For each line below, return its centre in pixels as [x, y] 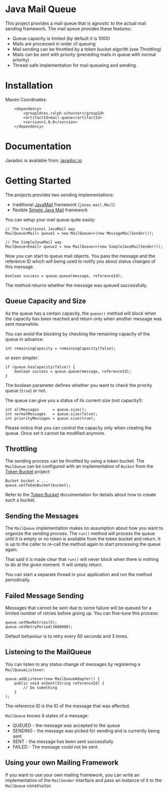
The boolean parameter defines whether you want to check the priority [79, 385]
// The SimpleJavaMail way [33, 242]
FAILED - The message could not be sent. [56, 747]
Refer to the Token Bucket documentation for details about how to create [81, 495]
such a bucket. [21, 500]
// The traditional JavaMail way [40, 229]
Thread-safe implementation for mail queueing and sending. [75, 65]
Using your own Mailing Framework [62, 763]
